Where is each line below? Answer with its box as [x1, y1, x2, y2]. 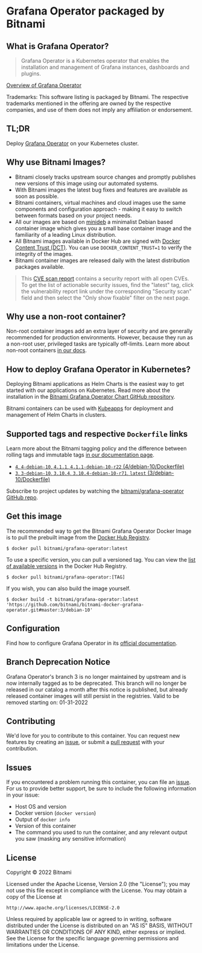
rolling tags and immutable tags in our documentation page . [6, 451, 155, 458]
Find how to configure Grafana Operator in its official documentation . [6, 639, 178, 647]
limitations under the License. [6, 941, 80, 948]
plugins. [21, 70, 41, 77]
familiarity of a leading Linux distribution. [14, 231, 116, 238]
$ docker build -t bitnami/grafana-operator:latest [6, 596, 139, 602]
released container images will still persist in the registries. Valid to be [6, 692, 180, 699]
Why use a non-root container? [6, 312, 126, 322]
